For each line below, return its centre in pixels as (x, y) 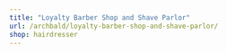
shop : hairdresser (44, 34)
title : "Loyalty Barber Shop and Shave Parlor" (100, 18)
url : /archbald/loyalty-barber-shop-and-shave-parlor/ (114, 26)
